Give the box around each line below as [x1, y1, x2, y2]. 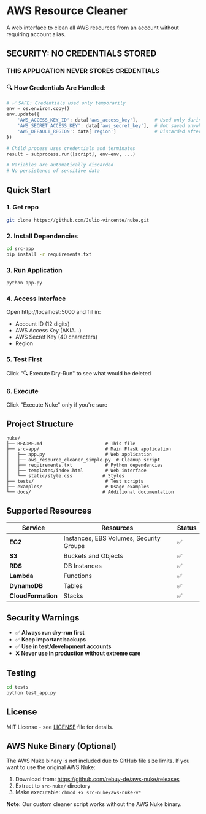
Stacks [63, 592, 84, 600]
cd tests [6, 684, 29, 691]
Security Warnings [6, 612, 80, 623]
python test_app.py [6, 689, 56, 696]
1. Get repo [6, 203, 39, 212]
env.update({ [6, 111, 40, 117]
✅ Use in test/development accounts [15, 643, 112, 650]
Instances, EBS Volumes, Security [63, 534, 161, 542]
